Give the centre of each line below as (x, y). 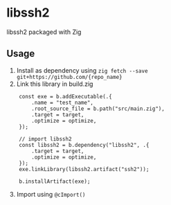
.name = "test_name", (63, 102)
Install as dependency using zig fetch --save (82, 70)
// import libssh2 (45, 139)
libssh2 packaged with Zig (44, 32)
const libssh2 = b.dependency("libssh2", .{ (84, 145)
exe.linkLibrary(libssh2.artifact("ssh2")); (84, 169)
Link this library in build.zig (55, 84)
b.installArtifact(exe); (55, 181)
